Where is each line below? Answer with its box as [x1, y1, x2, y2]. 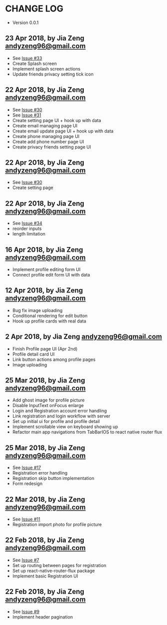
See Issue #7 [12, 557, 39, 563]
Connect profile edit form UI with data [12, 272, 90, 277]
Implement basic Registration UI [12, 573, 78, 579]
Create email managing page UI [12, 122, 78, 128]
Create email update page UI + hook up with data [12, 128, 114, 134]
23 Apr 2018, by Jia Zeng [5, 34, 85, 42]
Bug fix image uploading [12, 307, 63, 313]
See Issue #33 [12, 55, 42, 61]
